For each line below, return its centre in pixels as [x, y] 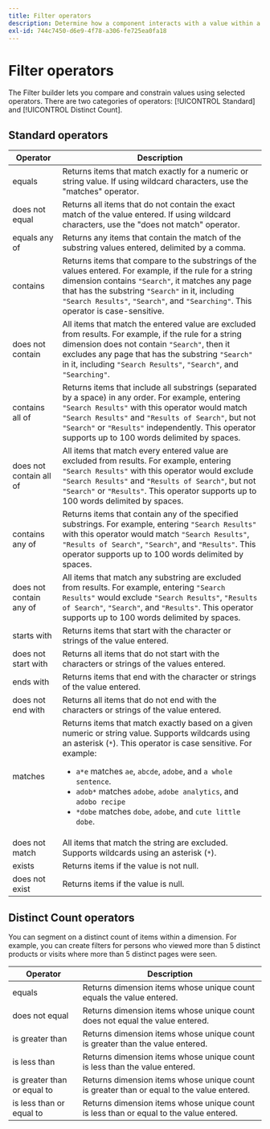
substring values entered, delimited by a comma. [154, 248]
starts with [32, 636]
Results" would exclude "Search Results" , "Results [160, 597]
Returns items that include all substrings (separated [160, 388]
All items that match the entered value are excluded [159, 324]
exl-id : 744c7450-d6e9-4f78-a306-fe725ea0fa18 [88, 31]
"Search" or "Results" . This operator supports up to [160, 491]
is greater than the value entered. [145, 1044]
